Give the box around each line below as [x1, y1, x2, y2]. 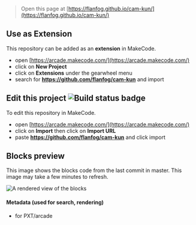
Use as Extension [6, 29, 73, 39]
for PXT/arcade [14, 212, 53, 219]
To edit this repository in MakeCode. [6, 109, 96, 116]
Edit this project [6, 93, 67, 103]
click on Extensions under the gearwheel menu [14, 69, 133, 76]
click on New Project [14, 63, 67, 70]
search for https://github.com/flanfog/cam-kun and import [14, 75, 164, 83]
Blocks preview [6, 151, 65, 161]
